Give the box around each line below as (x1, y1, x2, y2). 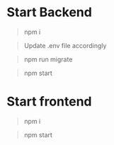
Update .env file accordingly (23, 41, 107, 50)
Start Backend (6, 4, 93, 21)
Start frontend (6, 93, 93, 110)
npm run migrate (23, 54, 73, 64)
